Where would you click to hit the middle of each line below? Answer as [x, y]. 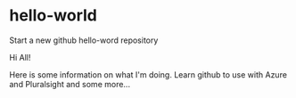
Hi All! [20, 57]
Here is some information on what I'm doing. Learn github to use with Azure [148, 74]
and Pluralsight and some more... [70, 84]
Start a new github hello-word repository [84, 40]
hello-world [53, 16]
